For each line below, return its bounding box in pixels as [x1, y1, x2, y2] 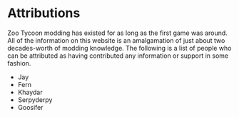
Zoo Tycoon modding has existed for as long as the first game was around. [7, 29, 228, 37]
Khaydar [17, 88, 43, 96]
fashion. [7, 58, 31, 67]
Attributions [7, 5, 81, 21]
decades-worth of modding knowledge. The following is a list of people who [7, 44, 232, 52]
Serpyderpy [17, 95, 53, 104]
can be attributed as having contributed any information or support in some [7, 51, 229, 60]
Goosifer [17, 103, 44, 111]
